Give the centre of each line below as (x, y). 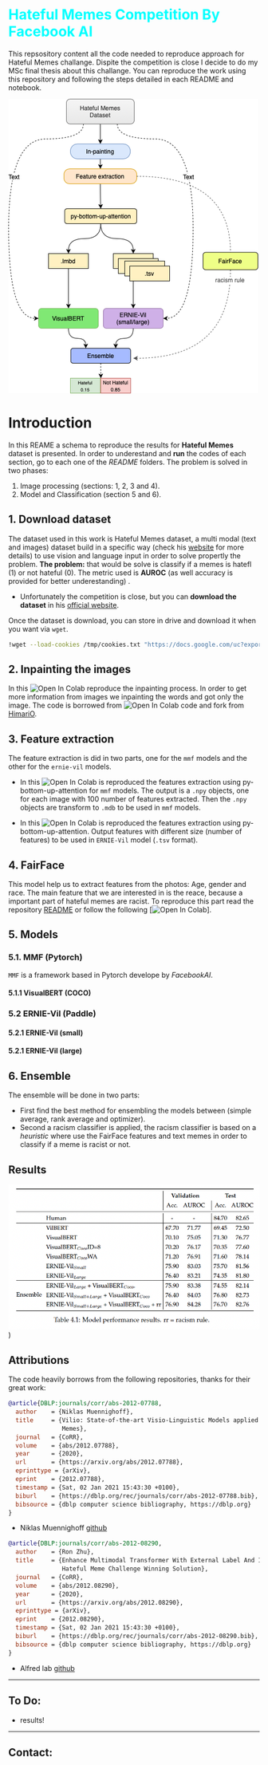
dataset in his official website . (69, 605)
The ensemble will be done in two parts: (74, 1095)
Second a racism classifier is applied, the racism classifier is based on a (138, 1128)
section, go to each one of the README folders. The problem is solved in (128, 462)
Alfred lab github (47, 1668)
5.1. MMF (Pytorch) (45, 957)
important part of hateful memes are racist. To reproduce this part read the (131, 901)
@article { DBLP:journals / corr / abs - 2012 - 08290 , (85, 1544)
